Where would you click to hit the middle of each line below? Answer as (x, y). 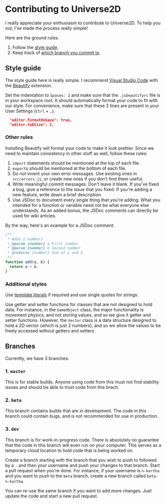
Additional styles (26, 284)
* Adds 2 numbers (25, 239)
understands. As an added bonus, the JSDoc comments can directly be (85, 210)
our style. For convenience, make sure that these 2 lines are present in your (82, 106)
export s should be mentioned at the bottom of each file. (69, 168)
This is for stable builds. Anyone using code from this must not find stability (82, 382)
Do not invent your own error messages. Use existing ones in (75, 173)
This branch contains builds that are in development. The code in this (76, 411)
